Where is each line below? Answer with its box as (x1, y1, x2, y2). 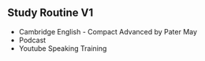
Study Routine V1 (7, 6, 94, 20)
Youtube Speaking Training (18, 43, 107, 53)
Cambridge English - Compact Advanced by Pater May (18, 27, 198, 36)
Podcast (18, 35, 47, 45)
